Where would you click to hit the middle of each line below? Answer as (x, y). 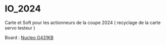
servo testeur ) (20, 27)
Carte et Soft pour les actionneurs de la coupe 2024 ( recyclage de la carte (83, 22)
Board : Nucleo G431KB (29, 37)
